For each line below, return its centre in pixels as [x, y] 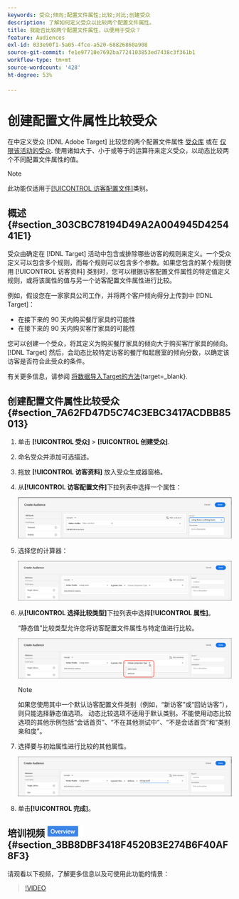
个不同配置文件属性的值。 [45, 159]
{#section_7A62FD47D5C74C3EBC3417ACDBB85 [119, 413]
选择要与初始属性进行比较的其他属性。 [74, 746]
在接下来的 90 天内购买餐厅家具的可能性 [76, 319]
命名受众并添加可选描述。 [55, 457]
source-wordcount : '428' [44, 68]
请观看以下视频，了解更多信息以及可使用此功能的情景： [88, 874]
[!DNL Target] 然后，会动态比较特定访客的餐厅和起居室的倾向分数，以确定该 [118, 353]
